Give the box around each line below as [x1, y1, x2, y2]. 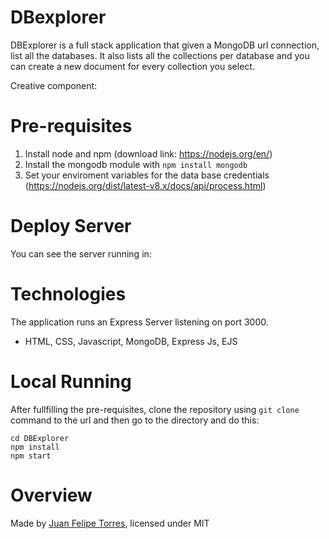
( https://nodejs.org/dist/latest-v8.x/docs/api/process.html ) [24, 179, 267, 191]
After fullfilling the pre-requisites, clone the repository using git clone [10, 403, 300, 415]
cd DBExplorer [10, 433, 70, 443]
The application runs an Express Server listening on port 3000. [10, 316, 269, 328]
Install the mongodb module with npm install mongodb [24, 158, 248, 170]
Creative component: [10, 79, 98, 91]
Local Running [10, 370, 132, 393]
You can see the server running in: [10, 247, 152, 260]
